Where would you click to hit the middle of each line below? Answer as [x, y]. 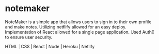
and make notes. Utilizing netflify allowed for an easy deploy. [66, 27]
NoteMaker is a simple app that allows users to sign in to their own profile [78, 22]
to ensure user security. [29, 37]
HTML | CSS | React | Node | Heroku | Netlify [50, 46]
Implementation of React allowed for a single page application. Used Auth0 [80, 32]
